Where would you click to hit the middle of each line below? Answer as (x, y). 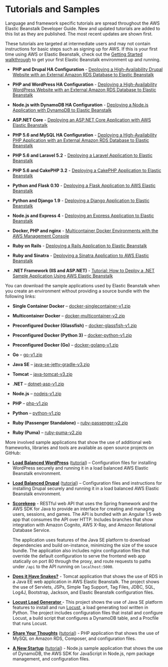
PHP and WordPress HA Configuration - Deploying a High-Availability (85, 84)
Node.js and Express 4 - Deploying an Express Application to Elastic (83, 215)
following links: (20, 296)
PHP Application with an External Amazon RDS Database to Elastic (81, 140)
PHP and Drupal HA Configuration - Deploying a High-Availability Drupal (87, 69)
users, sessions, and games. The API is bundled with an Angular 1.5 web (87, 514)
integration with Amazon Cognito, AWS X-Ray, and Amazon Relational (84, 525)
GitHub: (13, 453)
